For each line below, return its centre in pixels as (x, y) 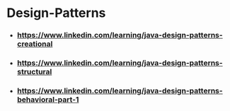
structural (34, 72)
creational (35, 44)
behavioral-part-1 (48, 99)
